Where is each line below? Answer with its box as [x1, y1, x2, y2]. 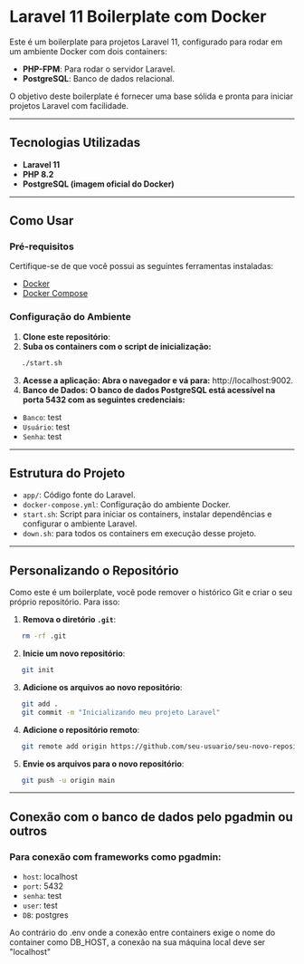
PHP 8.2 [22, 169, 54, 179]
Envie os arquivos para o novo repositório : [22, 758, 185, 769]
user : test [22, 900, 58, 911]
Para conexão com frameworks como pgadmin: [9, 850, 222, 863]
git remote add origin [21, 741, 107, 751]
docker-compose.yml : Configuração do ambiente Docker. [22, 499, 231, 510]
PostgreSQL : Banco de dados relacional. [22, 72, 175, 83]
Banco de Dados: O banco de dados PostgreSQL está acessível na [22, 384, 276, 395]
